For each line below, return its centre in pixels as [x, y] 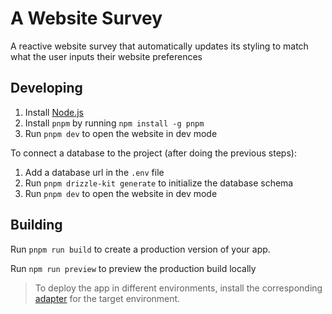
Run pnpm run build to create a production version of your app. [140, 249]
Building [36, 225]
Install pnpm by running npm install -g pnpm [114, 123]
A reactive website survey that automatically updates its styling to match [159, 46]
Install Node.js [54, 112]
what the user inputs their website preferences [106, 56]
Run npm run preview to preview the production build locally [133, 268]
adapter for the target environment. [107, 298]
